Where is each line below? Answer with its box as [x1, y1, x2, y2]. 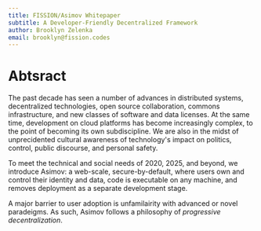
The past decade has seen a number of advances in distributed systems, [8, 93, 244, 103]
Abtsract [8, 68, 67, 85]
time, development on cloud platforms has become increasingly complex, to [8, 119, 253, 128]
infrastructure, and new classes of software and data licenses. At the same [8, 110, 250, 119]
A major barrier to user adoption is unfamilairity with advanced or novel [8, 199, 238, 208]
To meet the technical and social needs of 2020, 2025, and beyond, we [8, 159, 238, 168]
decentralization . [8, 215, 63, 225]
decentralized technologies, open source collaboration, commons [8, 101, 220, 111]
